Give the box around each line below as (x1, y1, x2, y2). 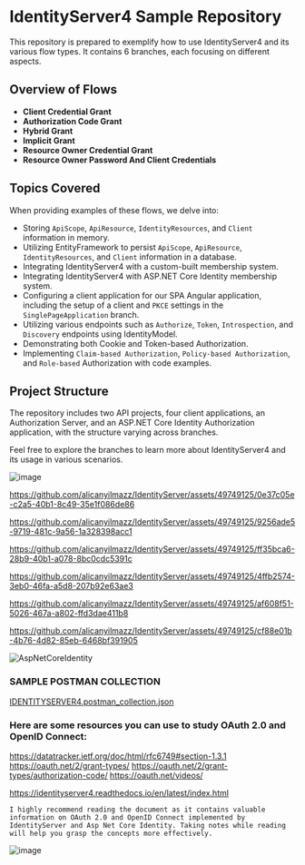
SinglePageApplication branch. (22, 309, 140, 319)
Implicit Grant (22, 134, 75, 146)
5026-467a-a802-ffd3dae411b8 (9, 608, 129, 619)
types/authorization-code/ (9, 770, 108, 781)
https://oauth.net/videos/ (109, 770, 203, 781)
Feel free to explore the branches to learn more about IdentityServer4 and (9, 445, 286, 456)
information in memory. (22, 231, 111, 242)
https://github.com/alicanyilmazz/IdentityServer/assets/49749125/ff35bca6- (9, 544, 295, 555)
